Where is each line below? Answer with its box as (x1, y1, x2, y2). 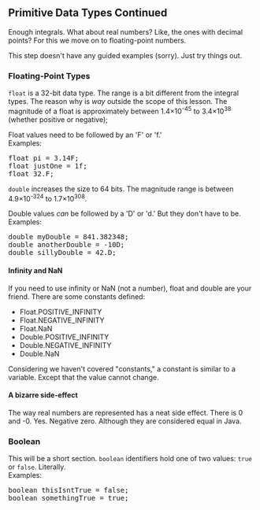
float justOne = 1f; (8, 161, 88, 170)
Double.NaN (19, 349, 60, 358)
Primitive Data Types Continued (8, 6, 168, 20)
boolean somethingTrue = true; (8, 493, 129, 503)
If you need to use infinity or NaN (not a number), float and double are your (8, 283, 252, 293)
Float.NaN (19, 323, 53, 333)
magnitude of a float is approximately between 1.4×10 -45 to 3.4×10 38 (8, 105, 232, 116)
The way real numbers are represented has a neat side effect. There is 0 (8, 408, 243, 417)
